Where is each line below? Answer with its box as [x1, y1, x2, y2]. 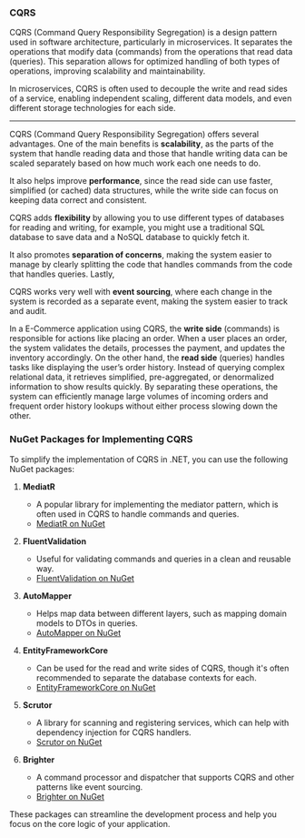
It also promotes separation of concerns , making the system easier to [9, 249, 272, 260]
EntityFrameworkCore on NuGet [35, 682, 156, 692]
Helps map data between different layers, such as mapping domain [35, 608, 288, 619]
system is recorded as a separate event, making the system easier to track [9, 296, 289, 307]
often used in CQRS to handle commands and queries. [35, 508, 240, 520]
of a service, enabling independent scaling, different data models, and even [9, 93, 292, 104]
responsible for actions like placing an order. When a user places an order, [9, 333, 288, 344]
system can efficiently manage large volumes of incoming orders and [9, 391, 269, 402]
